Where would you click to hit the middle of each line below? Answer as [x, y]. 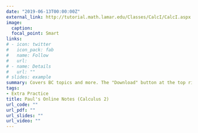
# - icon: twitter [29, 45]
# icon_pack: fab [30, 50]
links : [14, 39]
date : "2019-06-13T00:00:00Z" [43, 11]
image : [14, 22]
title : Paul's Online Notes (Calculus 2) [58, 99]
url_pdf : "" [21, 110]
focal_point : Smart [35, 34]
